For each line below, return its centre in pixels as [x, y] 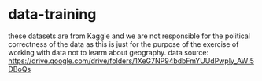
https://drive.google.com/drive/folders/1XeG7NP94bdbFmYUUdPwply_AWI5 [131, 61]
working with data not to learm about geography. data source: [109, 52]
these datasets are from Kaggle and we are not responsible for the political [129, 36]
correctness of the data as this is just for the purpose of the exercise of [124, 44]
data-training [52, 14]
